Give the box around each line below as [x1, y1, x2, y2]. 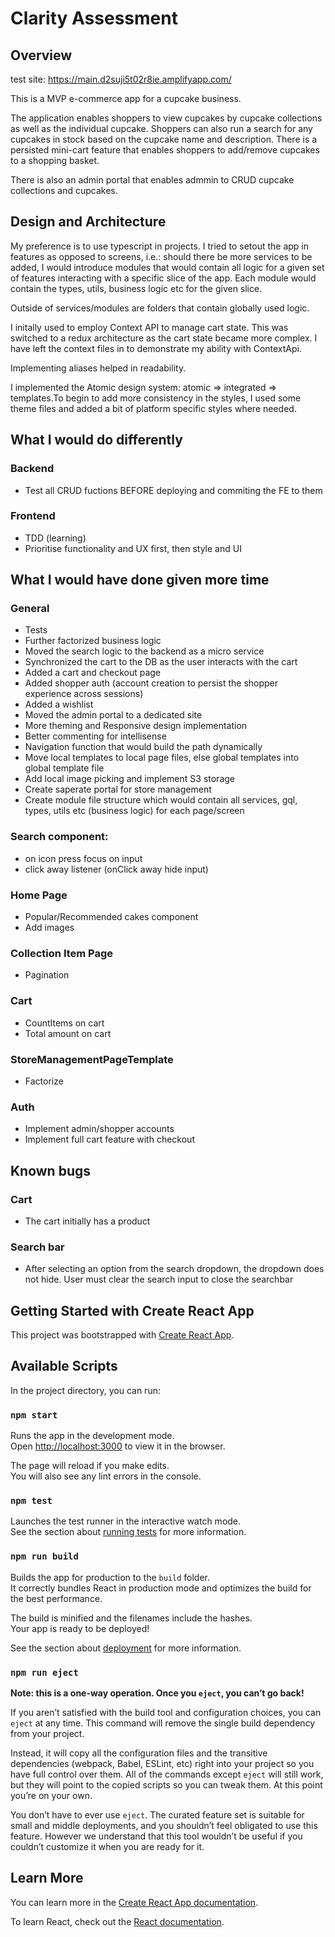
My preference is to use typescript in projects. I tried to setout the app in [10, 240, 310, 252]
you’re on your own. [10, 1790, 93, 1802]
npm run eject [10, 1667, 79, 1678]
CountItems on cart [24, 1017, 105, 1029]
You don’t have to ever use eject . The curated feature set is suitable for [10, 1809, 305, 1821]
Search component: [10, 830, 109, 844]
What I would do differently [10, 432, 183, 449]
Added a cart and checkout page [24, 667, 162, 679]
